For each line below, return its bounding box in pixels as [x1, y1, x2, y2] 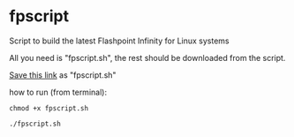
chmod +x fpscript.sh [9, 103, 89, 112]
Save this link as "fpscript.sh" [9, 69, 117, 80]
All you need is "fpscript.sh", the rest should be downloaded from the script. [9, 52, 286, 63]
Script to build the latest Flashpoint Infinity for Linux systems [9, 35, 230, 46]
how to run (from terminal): [9, 87, 108, 97]
